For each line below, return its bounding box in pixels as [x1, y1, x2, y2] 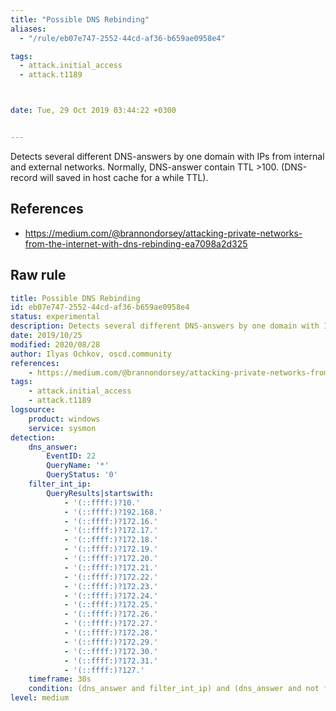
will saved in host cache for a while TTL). [39, 171, 209, 183]
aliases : [10, 24, 47, 34]
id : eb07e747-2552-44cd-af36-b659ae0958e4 [10, 302, 190, 313]
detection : [10, 432, 56, 443]
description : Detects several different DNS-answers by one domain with [10, 321, 320, 331]
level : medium [10, 693, 70, 703]
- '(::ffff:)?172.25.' [63, 600, 159, 610]
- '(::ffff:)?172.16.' [63, 516, 159, 526]
